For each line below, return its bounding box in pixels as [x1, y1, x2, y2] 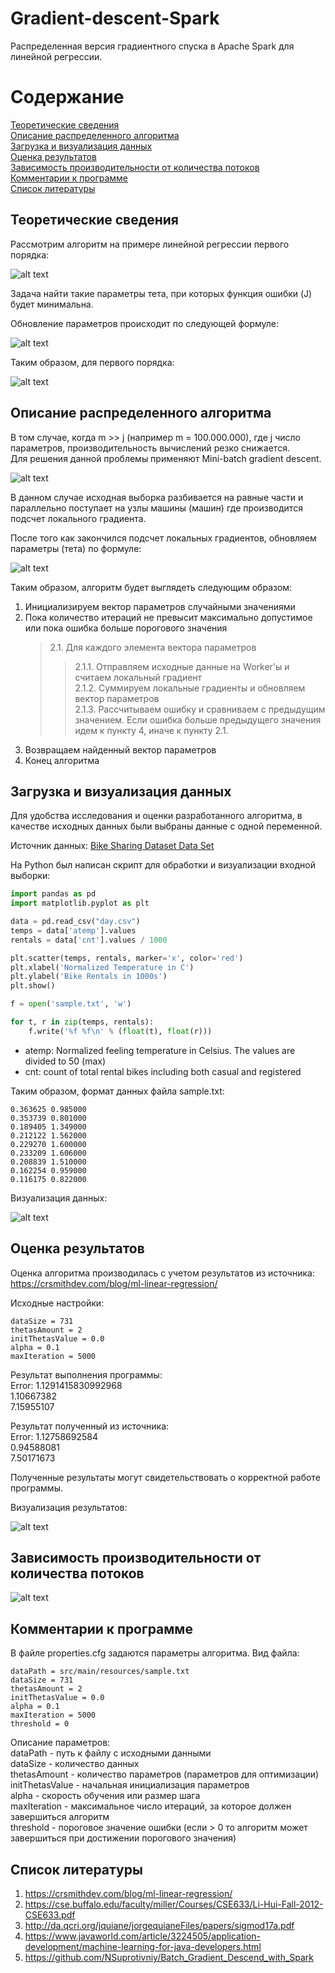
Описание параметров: [10, 1737, 111, 1749]
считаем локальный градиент [74, 671, 203, 683]
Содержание [10, 86, 125, 109]
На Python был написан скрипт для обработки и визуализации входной [10, 859, 316, 871]
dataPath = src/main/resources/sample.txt [10, 1667, 190, 1677]
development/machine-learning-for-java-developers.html [24, 1941, 262, 1953]
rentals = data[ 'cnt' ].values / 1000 [10, 935, 168, 945]
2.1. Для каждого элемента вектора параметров [49, 641, 257, 653]
